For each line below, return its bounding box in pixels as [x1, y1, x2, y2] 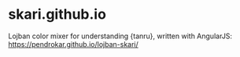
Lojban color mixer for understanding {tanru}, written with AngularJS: [8, 31, 233, 41]
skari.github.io [8, 5, 106, 23]
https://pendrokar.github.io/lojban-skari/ [8, 39, 139, 48]
